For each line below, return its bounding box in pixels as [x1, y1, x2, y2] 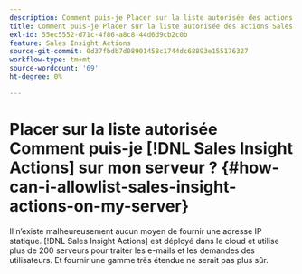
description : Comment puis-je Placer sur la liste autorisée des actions [9, 13, 294, 23]
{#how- [221, 157, 280, 177]
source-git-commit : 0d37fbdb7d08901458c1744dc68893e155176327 [9, 47, 249, 56]
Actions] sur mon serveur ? [9, 157, 219, 177]
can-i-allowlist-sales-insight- [9, 176, 237, 197]
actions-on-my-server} [9, 195, 190, 216]
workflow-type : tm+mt [9, 55, 91, 64]
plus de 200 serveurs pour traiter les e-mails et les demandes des [9, 245, 256, 256]
